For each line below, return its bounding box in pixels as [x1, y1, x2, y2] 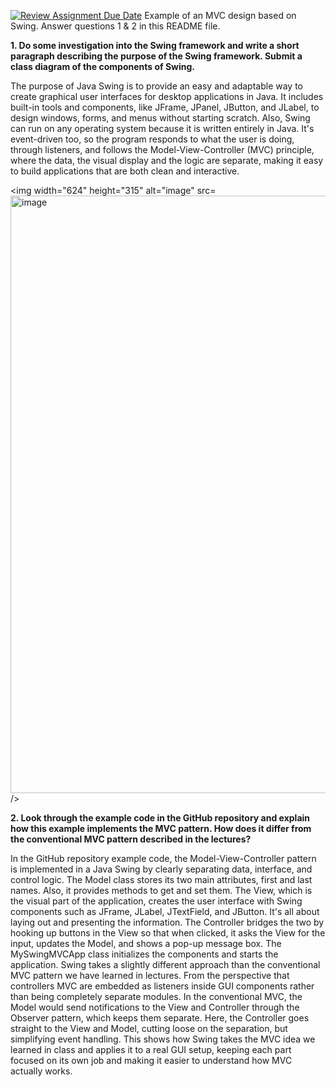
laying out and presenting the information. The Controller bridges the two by [10, 916, 325, 928]
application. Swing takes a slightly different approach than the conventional [10, 959, 321, 970]
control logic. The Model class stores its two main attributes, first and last [10, 874, 313, 885]
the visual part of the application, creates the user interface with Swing [10, 895, 303, 907]
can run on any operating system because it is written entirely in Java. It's [10, 123, 315, 134]
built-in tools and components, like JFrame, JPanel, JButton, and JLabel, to [10, 101, 320, 113]
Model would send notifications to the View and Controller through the [10, 1001, 300, 1013]
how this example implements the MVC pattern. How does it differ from [10, 823, 312, 834]
